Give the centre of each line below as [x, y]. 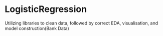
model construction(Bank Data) [37, 28]
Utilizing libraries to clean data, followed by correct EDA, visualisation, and [81, 23]
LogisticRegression [46, 9]
